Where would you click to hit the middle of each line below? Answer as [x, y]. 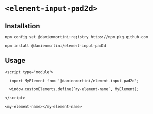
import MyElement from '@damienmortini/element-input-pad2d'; [74, 81]
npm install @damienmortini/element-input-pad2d [56, 46]
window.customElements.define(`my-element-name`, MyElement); [74, 89]
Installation [23, 26]
